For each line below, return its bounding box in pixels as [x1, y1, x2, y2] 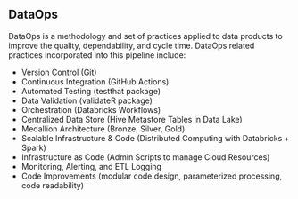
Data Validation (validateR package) [21, 95, 153, 106]
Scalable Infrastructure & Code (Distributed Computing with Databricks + [21, 132, 290, 143]
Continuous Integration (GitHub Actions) [21, 76, 170, 87]
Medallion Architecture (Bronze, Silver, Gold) [21, 123, 186, 134]
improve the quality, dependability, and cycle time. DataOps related [8, 40, 255, 51]
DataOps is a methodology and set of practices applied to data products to [8, 30, 283, 41]
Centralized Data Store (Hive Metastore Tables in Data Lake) [21, 114, 243, 124]
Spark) [21, 142, 46, 153]
